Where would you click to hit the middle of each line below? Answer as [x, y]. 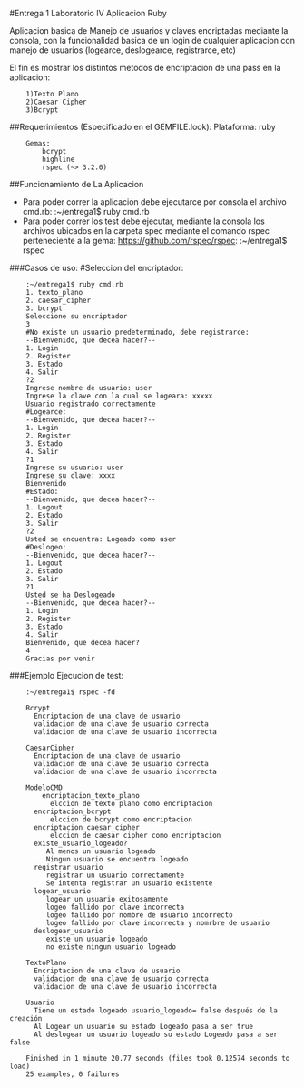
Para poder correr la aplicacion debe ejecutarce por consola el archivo [155, 202]
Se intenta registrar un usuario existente [129, 883]
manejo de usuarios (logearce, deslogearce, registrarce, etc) [123, 50]
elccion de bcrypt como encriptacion [121, 820]
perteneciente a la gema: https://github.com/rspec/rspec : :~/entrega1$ [155, 241]
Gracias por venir [60, 659]
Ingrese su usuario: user [75, 468]
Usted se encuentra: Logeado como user [101, 539]
